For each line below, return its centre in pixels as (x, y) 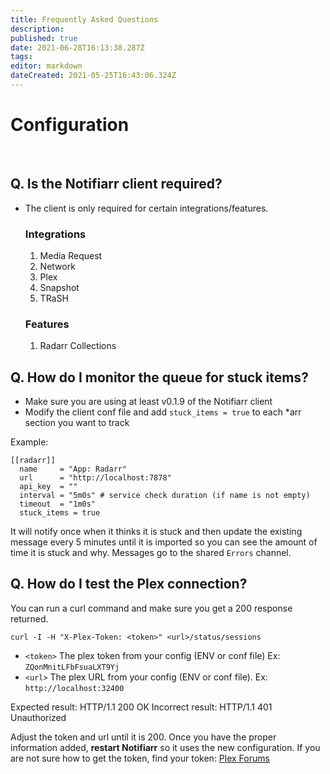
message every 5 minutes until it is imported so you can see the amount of (164, 542)
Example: (29, 442)
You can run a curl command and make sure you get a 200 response (151, 608)
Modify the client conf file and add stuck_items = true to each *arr (163, 412)
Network (57, 266)
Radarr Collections (78, 346)
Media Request (71, 255)
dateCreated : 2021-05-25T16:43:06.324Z (93, 76)
